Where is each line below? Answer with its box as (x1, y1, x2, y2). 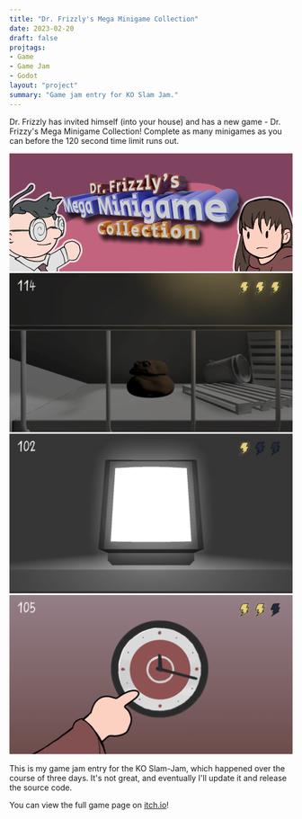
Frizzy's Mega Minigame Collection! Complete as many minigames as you (9, 126, 283, 137)
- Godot (9, 72, 39, 81)
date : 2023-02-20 (9, 23, 75, 33)
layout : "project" (9, 81, 78, 90)
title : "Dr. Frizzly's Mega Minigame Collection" (9, 14, 200, 23)
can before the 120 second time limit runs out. (9, 135, 180, 146)
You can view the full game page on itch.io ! (9, 800, 169, 811)
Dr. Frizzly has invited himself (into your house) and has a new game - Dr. (9, 116, 281, 127)
